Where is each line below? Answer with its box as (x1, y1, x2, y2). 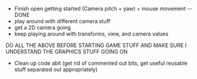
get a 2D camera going (14, 24, 71, 31)
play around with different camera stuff (14, 18, 111, 24)
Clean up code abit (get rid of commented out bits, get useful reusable (14, 59, 188, 67)
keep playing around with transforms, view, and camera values (14, 30, 168, 37)
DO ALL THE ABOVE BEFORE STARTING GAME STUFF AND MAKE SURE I (5, 42, 187, 49)
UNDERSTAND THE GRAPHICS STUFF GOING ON (5, 48, 128, 55)
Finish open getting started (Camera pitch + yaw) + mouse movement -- (14, 5, 192, 12)
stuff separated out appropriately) (14, 66, 98, 73)
